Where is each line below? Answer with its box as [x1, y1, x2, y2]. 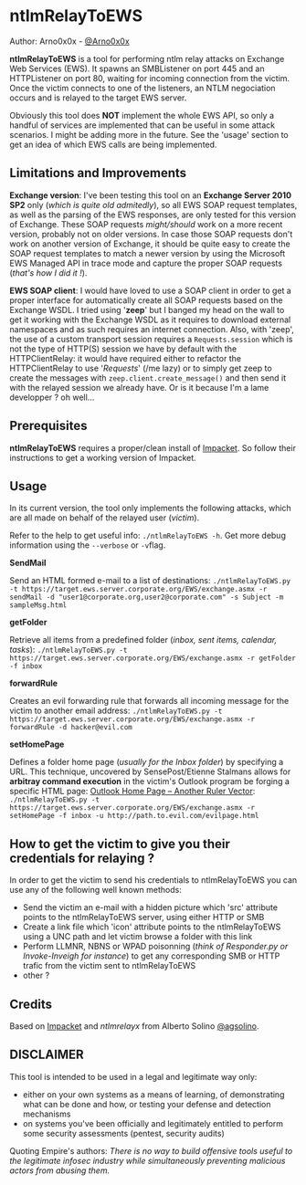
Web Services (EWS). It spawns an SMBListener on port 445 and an [9, 63, 265, 74]
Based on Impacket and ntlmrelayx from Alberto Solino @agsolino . [9, 1021, 259, 1032]
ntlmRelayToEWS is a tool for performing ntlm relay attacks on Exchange [9, 53, 285, 64]
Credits [9, 996, 53, 1012]
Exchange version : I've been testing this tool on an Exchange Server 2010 [9, 189, 292, 201]
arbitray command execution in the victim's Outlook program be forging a [9, 776, 290, 787]
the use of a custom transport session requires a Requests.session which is [9, 333, 293, 344]
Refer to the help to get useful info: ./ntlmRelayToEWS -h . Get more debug [9, 530, 286, 541]
